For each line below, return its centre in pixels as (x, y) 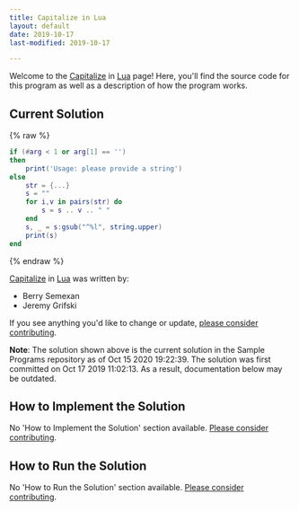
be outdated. (33, 378)
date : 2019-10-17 (42, 34)
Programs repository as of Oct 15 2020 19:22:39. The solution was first (140, 359)
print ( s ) (42, 235)
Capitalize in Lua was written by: (70, 278)
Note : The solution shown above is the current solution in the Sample (137, 349)
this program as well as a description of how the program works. (129, 85)
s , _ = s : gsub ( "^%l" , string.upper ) (94, 227)
